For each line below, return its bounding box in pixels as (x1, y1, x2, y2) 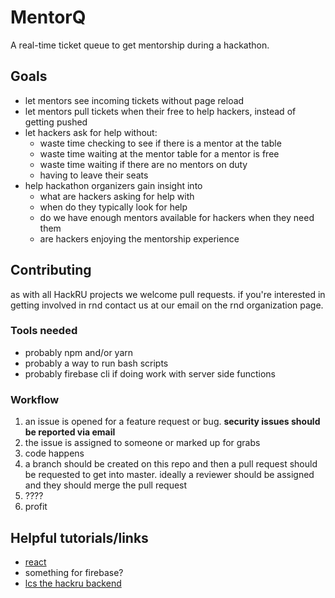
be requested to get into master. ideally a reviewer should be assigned (24, 469, 315, 481)
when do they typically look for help (39, 201, 188, 213)
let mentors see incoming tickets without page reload (24, 94, 245, 106)
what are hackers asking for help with (39, 190, 195, 202)
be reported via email (24, 426, 116, 438)
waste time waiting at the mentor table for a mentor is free (39, 147, 280, 160)
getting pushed (24, 116, 88, 128)
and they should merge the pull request (24, 479, 188, 491)
